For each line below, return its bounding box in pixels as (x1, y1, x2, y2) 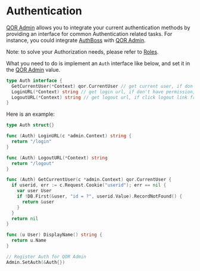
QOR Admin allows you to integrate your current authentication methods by (6, 24, 190, 31)
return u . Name (11, 238, 46, 244)
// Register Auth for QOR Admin (6, 254, 86, 260)
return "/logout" (11, 160, 55, 167)
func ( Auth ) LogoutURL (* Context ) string (6, 155, 108, 161)
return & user (21, 199, 55, 205)
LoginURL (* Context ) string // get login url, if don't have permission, (11, 88, 196, 95)
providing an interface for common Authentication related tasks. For (6, 30, 173, 37)
